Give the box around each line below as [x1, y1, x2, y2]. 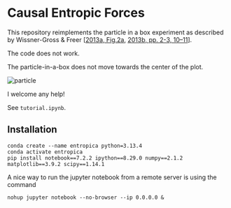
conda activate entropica [7, 148, 83, 155]
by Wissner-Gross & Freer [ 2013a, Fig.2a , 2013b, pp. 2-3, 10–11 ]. [7, 35, 192, 43]
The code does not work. [7, 49, 80, 57]
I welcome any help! [7, 90, 65, 98]
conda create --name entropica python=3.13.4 [7, 142, 142, 149]
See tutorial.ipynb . [7, 103, 66, 111]
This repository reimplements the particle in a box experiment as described [7, 28, 224, 36]
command [7, 180, 36, 188]
